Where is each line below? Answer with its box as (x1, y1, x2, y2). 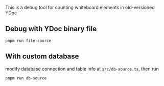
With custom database (5, 52, 79, 61)
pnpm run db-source (5, 75, 47, 81)
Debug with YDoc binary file (5, 25, 97, 33)
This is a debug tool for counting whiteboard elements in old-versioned (5, 5, 155, 10)
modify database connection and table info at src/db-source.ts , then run (5, 66, 159, 72)
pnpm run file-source (5, 38, 52, 43)
